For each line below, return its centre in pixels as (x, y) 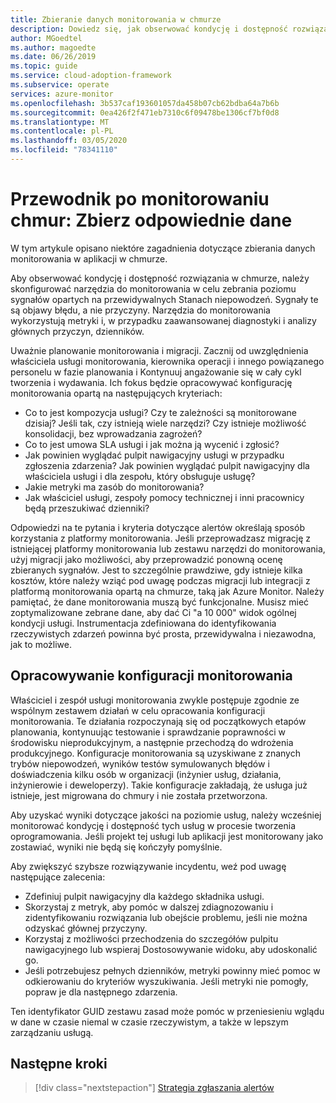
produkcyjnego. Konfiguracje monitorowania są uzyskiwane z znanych (155, 753)
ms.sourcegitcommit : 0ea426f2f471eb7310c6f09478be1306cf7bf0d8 (145, 112)
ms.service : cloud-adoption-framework (91, 76)
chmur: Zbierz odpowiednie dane (151, 220)
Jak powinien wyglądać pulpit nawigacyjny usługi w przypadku (154, 455)
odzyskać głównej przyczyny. (86, 928)
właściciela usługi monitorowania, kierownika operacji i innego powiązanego (167, 361)
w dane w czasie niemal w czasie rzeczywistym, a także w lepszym (149, 1022)
